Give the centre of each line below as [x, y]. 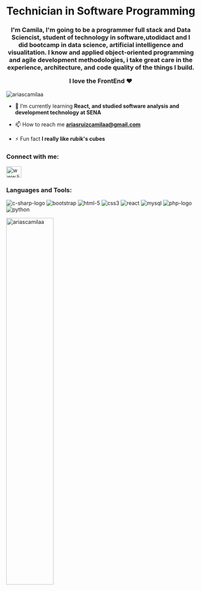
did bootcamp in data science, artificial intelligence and [101, 45]
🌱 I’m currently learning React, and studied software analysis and [97, 106]
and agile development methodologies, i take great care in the [101, 60]
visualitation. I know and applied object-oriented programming [101, 52]
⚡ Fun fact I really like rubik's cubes [60, 138]
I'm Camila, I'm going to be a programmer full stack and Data [101, 30]
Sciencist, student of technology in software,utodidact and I [100, 37]
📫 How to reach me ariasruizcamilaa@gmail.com [78, 124]
